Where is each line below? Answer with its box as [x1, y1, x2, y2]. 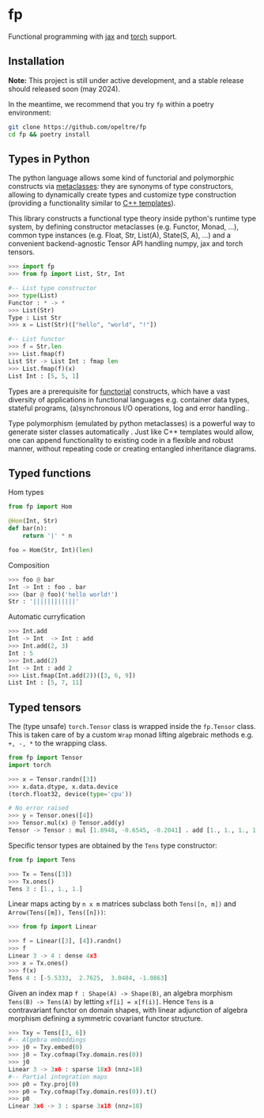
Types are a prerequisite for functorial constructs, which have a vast [8, 386, 231, 396]
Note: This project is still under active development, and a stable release [8, 75, 244, 85]
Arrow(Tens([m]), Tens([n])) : [8, 908, 107, 917]
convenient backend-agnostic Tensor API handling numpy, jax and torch [8, 239, 243, 248]
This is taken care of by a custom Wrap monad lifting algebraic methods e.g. [8, 730, 254, 740]
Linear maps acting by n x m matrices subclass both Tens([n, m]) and [8, 899, 236, 908]
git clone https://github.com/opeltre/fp [8, 123, 147, 131]
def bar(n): [8, 524, 47, 533]
